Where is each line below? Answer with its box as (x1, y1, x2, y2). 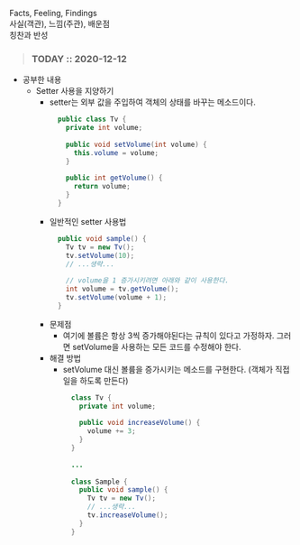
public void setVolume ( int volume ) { (66, 140, 207, 149)
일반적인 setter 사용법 (49, 216, 127, 226)
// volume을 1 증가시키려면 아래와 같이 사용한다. (66, 276, 230, 285)
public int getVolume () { (66, 173, 163, 183)
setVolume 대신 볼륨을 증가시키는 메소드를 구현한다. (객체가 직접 (62, 364, 290, 374)
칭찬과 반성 (9, 30, 49, 40)
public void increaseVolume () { (78, 419, 201, 428)
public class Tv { (57, 115, 127, 125)
